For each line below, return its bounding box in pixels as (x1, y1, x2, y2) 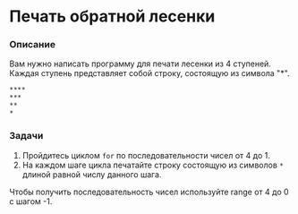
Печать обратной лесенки (9, 6, 216, 27)
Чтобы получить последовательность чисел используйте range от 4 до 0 (9, 186, 289, 197)
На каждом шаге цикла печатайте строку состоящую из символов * (21, 159, 284, 170)
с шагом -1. (9, 195, 53, 207)
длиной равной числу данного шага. (21, 168, 162, 180)
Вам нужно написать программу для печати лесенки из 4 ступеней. (9, 58, 271, 69)
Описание (9, 39, 56, 51)
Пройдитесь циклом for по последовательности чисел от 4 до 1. (21, 150, 270, 160)
